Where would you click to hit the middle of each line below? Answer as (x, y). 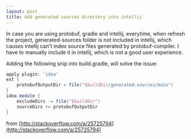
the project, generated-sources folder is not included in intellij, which (89, 40)
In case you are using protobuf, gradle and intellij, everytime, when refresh (95, 33)
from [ (13, 123)
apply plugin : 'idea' (32, 74)
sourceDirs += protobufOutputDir (57, 107)
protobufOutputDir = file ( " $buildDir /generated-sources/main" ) (95, 85)
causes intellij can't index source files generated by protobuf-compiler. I (93, 46)
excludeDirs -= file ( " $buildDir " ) (58, 101)
